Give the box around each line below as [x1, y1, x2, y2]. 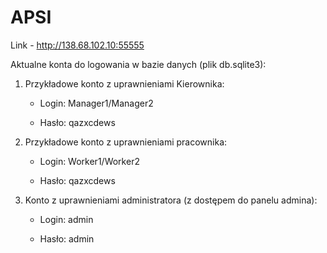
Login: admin [39, 213, 94, 225]
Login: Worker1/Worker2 [39, 155, 140, 167]
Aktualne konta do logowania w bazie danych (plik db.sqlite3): [10, 58, 267, 70]
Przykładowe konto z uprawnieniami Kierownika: [24, 77, 225, 90]
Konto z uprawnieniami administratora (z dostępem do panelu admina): [24, 194, 318, 206]
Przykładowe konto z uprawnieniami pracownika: [24, 136, 228, 148]
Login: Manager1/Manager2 [39, 97, 154, 109]
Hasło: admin [39, 232, 95, 245]
